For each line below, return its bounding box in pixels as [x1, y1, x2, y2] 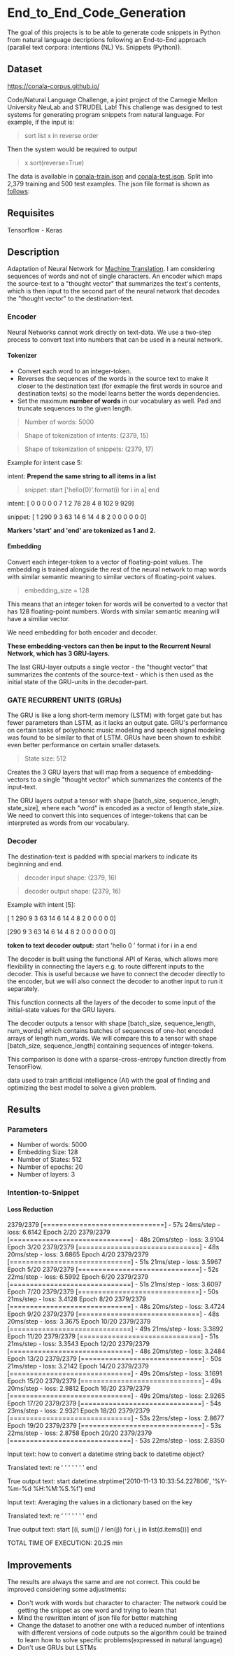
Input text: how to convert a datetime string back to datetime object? [7, 1450, 205, 1458]
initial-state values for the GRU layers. [7, 1005, 117, 1013]
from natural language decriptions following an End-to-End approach [7, 35, 206, 43]
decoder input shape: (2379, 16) [24, 873, 117, 882]
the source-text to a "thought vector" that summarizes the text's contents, [7, 279, 221, 288]
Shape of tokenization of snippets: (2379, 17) [24, 445, 154, 453]
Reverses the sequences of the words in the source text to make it [17, 374, 208, 382]
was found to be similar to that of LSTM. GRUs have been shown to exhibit [7, 733, 222, 742]
